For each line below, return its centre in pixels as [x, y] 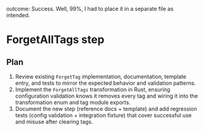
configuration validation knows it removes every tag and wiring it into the [106, 96]
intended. [18, 15]
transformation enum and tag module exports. [73, 102]
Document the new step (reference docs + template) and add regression [106, 109]
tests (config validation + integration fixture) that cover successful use [103, 115]
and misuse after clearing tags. [54, 122]
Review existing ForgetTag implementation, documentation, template [101, 76]
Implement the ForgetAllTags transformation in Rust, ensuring [93, 89]
